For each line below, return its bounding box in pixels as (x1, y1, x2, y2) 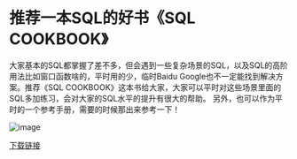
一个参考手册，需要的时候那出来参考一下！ (24, 103, 180, 115)
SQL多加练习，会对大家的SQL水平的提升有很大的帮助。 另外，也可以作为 (9, 93, 276, 103)
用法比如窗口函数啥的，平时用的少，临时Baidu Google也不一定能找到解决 (9, 71, 277, 81)
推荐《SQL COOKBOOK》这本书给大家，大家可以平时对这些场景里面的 (24, 81, 282, 93)
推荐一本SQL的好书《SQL (9, 8, 196, 28)
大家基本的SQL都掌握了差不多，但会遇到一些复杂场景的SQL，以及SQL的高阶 (9, 59, 288, 71)
